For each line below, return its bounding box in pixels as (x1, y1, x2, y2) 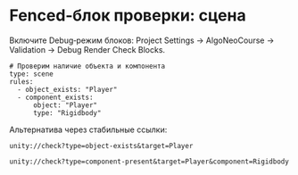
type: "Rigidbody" (32, 108, 102, 117)
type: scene (9, 69, 54, 79)
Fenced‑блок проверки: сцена (9, 5, 247, 26)
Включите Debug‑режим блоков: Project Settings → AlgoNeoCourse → (9, 35, 275, 46)
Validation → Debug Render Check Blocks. (9, 44, 166, 54)
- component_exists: (17, 93, 94, 102)
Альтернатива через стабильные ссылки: (9, 124, 168, 135)
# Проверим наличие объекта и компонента (9, 62, 166, 71)
